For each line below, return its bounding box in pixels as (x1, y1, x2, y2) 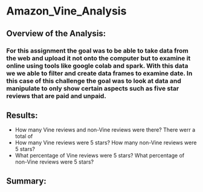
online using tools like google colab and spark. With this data (6, 62, 188, 70)
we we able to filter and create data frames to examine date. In (6, 69, 193, 77)
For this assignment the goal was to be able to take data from (6, 46, 189, 55)
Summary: (6, 176, 47, 186)
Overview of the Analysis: (6, 28, 106, 39)
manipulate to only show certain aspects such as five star (6, 84, 179, 92)
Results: (6, 110, 38, 120)
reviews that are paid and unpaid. (6, 92, 107, 100)
